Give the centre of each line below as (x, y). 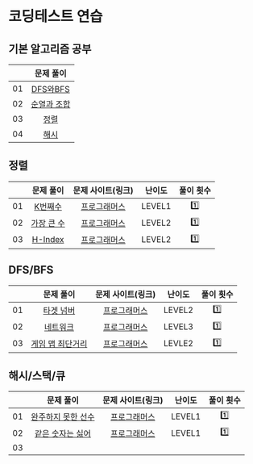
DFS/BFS (31, 270)
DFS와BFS (50, 89)
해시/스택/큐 (37, 376)
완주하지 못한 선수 (63, 416)
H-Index (48, 240)
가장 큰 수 (48, 224)
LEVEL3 (178, 327)
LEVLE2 (178, 344)
